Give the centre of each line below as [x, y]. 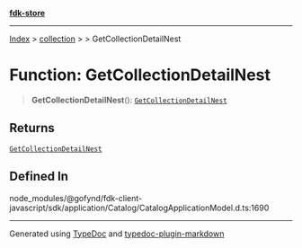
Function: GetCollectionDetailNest [140, 75]
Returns [32, 128]
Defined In [39, 177]
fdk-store [27, 13]
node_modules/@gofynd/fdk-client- [75, 198]
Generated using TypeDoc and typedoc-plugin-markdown [117, 234]
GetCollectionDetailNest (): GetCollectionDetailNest [129, 100]
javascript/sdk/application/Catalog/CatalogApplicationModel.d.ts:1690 [139, 208]
